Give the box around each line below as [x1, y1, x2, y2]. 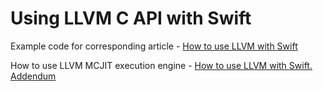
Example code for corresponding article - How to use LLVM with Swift [10, 40, 298, 52]
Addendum [10, 70, 57, 82]
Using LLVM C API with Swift [10, 7, 252, 30]
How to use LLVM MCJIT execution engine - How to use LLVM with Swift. [10, 59, 313, 71]
